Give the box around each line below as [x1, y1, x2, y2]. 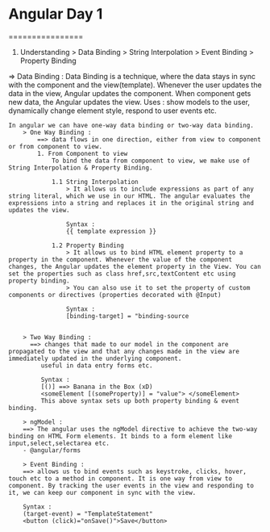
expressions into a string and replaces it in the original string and [8, 199, 254, 207]
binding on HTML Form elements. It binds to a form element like [8, 432, 232, 440]
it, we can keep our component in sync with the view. [8, 488, 197, 496]
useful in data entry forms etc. [40, 361, 153, 370]
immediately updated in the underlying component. [8, 354, 182, 362]
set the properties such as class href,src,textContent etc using [8, 270, 236, 278]
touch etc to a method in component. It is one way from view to [8, 474, 232, 483]
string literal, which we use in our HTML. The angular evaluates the [8, 191, 251, 200]
